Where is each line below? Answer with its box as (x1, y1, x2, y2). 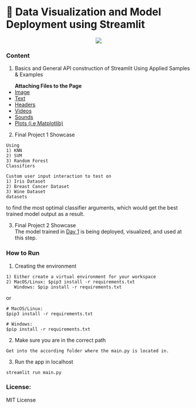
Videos (14, 107, 32, 114)
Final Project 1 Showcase (14, 131, 75, 139)
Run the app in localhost (14, 358, 73, 365)
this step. (14, 234, 37, 241)
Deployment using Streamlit (6, 18, 146, 31)
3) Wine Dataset (6, 189, 46, 195)
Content (6, 51, 31, 59)
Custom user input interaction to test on (6, 173, 111, 180)
